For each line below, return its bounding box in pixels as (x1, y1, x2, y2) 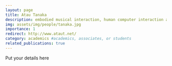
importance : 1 (5, 27, 36, 32)
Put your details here (5, 55, 50, 61)
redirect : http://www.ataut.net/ (5, 31, 77, 36)
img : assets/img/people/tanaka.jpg (5, 21, 81, 27)
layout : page (5, 7, 33, 13)
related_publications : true (5, 41, 66, 46)
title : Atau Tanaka (5, 12, 47, 17)
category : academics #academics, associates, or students (5, 36, 132, 41)
